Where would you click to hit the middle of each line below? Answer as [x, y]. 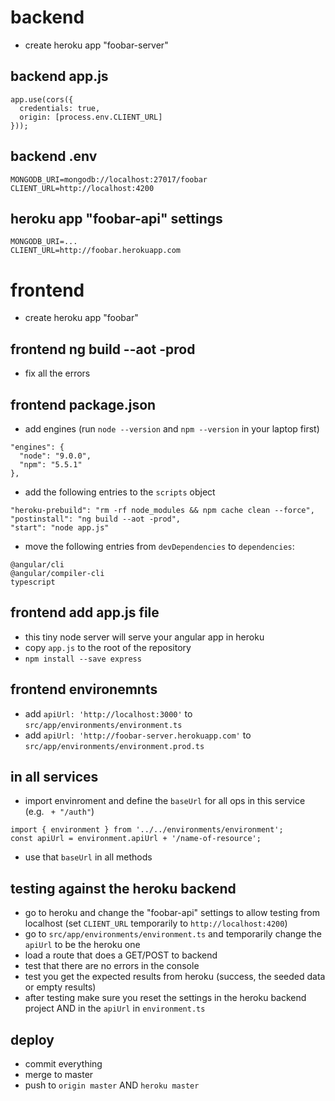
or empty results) [60, 987]
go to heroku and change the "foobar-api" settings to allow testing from [172, 913]
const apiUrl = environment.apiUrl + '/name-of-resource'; [136, 839]
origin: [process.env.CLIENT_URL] [91, 117]
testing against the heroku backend [123, 888]
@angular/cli [37, 564]
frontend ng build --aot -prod [103, 349]
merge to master [59, 1074]
